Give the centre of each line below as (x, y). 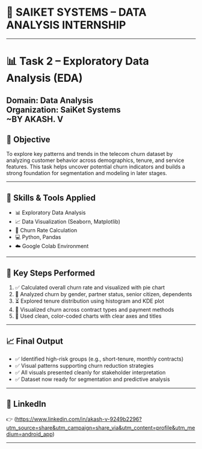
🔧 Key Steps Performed (50, 273)
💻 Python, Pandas (38, 237)
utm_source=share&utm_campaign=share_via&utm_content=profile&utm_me (101, 427)
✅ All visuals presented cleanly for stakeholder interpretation (90, 372)
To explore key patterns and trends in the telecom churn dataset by (90, 154)
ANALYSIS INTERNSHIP (66, 25)
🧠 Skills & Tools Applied (51, 198)
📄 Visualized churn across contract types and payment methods (94, 309)
